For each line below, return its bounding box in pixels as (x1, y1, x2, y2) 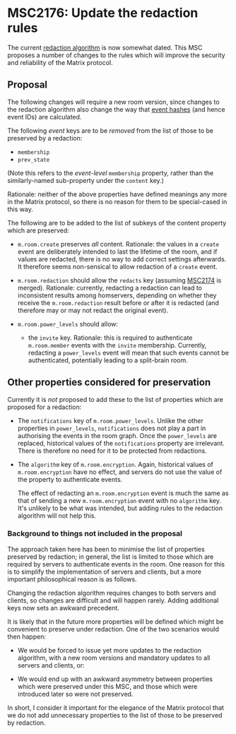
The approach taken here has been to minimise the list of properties (7, 545, 205, 553)
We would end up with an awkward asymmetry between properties (17, 675, 213, 683)
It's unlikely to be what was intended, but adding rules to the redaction (17, 504, 223, 512)
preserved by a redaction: (7, 134, 83, 142)
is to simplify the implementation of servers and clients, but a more (7, 567, 201, 576)
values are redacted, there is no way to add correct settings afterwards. (17, 254, 227, 263)
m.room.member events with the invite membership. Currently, (28, 341, 207, 349)
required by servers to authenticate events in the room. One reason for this (7, 560, 225, 568)
